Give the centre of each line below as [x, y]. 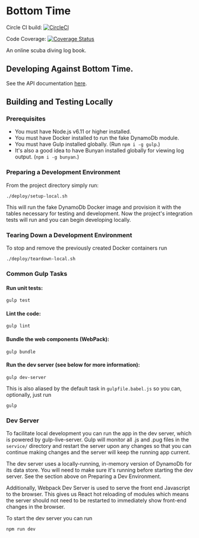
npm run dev [21, 529]
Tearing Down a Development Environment [69, 235]
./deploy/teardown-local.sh [41, 259]
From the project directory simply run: [53, 185]
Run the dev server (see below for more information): [73, 365]
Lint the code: [24, 313]
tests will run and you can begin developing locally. [69, 219]
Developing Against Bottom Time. [70, 69]
